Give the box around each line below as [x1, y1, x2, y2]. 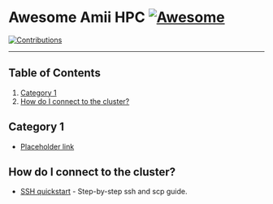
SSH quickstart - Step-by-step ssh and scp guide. [19, 187, 188, 197]
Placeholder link [19, 141, 75, 151]
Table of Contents [8, 66, 102, 80]
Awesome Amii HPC [8, 8, 145, 27]
